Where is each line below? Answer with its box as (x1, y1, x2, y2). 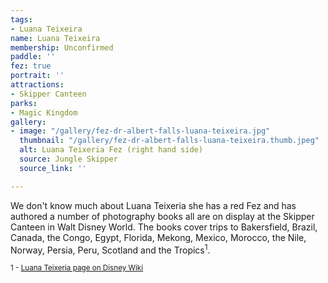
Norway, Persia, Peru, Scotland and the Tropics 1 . (10, 242, 211, 256)
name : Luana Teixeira (10, 33, 101, 43)
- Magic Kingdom (10, 107, 78, 118)
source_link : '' (19, 163, 87, 173)
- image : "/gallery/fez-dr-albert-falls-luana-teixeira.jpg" (10, 126, 271, 136)
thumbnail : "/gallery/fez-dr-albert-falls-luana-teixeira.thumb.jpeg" (19, 136, 320, 146)
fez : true (10, 61, 52, 71)
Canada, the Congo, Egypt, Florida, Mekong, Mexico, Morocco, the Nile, (10, 231, 307, 243)
